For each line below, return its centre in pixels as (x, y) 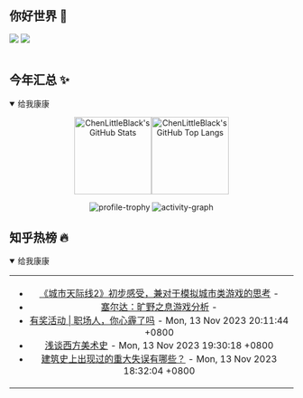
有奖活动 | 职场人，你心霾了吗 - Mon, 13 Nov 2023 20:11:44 (159, 321)
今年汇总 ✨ (40, 80)
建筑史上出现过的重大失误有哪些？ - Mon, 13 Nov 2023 (159, 359)
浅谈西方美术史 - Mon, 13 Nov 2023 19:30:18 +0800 (159, 346)
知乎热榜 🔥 (39, 238)
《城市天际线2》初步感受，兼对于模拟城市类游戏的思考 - (159, 294)
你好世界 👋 (38, 16)
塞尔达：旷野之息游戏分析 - (159, 308)
